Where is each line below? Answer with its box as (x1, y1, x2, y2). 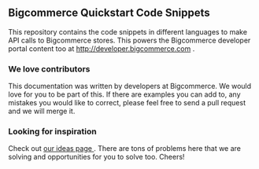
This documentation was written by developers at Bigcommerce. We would (8, 82, 252, 91)
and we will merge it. (8, 106, 76, 116)
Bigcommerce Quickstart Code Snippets (8, 6, 210, 20)
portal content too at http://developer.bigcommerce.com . (8, 43, 195, 53)
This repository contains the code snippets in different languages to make (8, 27, 248, 36)
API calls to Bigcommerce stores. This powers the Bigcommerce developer (8, 35, 251, 45)
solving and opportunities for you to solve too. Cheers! (8, 152, 185, 162)
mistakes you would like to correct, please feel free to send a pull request (8, 98, 246, 108)
